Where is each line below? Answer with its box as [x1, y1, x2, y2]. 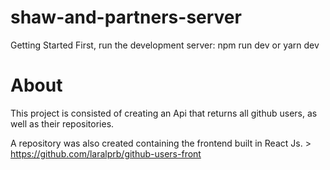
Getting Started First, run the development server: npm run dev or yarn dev [10, 39, 320, 51]
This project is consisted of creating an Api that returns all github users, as [10, 107, 318, 119]
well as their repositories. [10, 117, 115, 130]
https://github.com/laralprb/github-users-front [10, 147, 202, 160]
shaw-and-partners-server [10, 6, 242, 29]
